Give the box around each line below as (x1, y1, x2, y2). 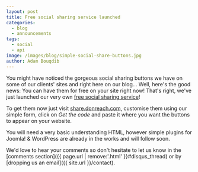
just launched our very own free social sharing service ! (6, 93, 140, 100)
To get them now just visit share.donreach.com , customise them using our (6, 105, 187, 112)
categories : (6, 20, 36, 25)
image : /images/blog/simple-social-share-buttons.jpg (6, 53, 142, 59)
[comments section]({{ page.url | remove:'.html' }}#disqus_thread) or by (6, 152, 182, 160)
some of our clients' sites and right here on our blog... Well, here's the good (6, 80, 191, 87)
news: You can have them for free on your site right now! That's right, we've (6, 87, 191, 94)
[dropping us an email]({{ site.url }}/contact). (6, 159, 116, 166)
